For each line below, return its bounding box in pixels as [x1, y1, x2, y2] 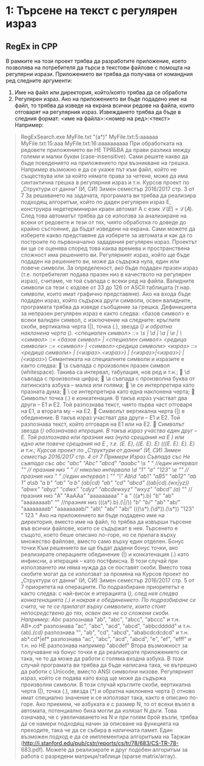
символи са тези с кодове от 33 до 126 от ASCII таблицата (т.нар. [20, 284, 192, 291]
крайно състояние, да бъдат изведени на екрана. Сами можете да [20, 225, 196, 232]
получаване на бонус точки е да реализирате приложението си [20, 648, 188, 656]
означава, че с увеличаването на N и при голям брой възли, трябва [20, 713, 199, 721]
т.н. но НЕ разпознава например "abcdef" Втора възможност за [20, 642, 188, 649]
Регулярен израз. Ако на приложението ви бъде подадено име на [14, 96, 188, 102]
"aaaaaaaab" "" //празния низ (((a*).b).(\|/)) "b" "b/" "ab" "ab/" [20, 499, 181, 506]
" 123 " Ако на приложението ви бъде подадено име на [20, 512, 165, 518]
